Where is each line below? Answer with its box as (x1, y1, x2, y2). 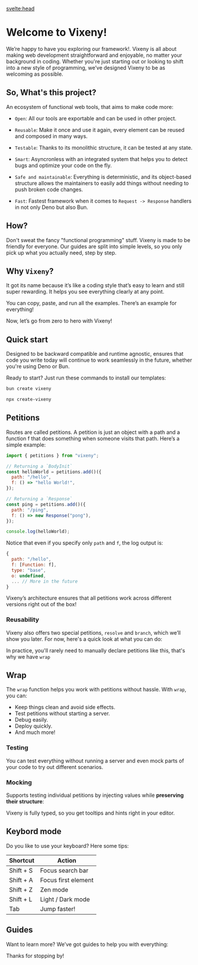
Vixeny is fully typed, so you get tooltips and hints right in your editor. (6, 809, 176, 816)
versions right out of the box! (6, 601, 77, 608)
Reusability (6, 616, 40, 624)
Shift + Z (9, 885, 33, 893)
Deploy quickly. (14, 722, 53, 730)
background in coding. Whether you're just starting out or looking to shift (6, 57, 184, 65)
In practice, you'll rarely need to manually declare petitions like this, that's (6, 646, 186, 654)
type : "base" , (11, 567, 46, 573)
